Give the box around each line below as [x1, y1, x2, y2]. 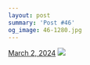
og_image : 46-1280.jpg [8, 26, 82, 34]
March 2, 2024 [8, 49, 56, 58]
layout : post [8, 11, 51, 20]
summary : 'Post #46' [8, 19, 76, 27]
